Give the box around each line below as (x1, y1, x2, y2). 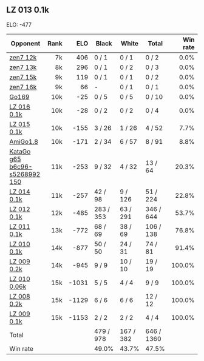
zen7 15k (9, 73, 37, 81)
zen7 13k (9, 63, 37, 72)
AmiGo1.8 (9, 137, 38, 146)
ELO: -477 (6, 21, 32, 28)
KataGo (9, 147, 31, 155)
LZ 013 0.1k (6, 5, 50, 15)
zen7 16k (9, 83, 37, 91)
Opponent (10, 39, 41, 47)
